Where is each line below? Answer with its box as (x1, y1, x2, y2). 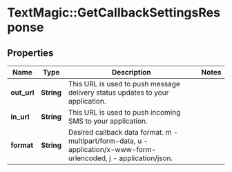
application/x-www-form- (68, 145, 157, 154)
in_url (10, 112, 30, 122)
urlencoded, (68, 153, 108, 163)
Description (111, 68, 151, 77)
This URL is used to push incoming (68, 108, 181, 117)
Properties (7, 47, 54, 59)
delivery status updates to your (68, 88, 169, 97)
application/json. (119, 153, 173, 163)
